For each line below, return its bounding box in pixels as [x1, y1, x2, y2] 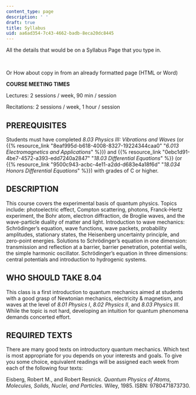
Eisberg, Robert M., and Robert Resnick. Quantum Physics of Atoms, [6, 376, 171, 383]
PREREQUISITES [6, 120, 67, 130]
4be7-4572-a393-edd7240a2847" [6, 154, 90, 161]
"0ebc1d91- [162, 148, 190, 156]
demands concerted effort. [6, 313, 72, 320]
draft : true [6, 19, 35, 25]
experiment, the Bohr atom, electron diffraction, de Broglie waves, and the [6, 212, 185, 219]
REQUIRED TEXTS [6, 330, 72, 340]
